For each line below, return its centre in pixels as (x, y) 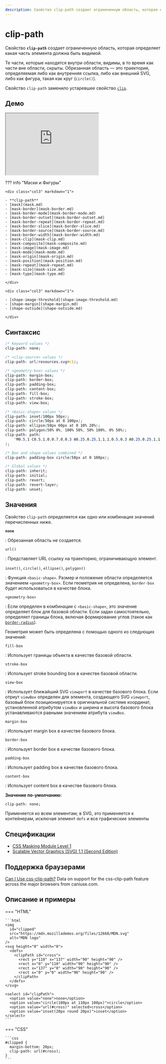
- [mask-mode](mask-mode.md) (35, 253)
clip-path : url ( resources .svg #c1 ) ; (42, 362)
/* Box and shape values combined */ (44, 453)
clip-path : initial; (26, 476)
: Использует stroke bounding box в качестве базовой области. (72, 673)
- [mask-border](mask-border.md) (40, 209)
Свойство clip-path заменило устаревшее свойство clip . (66, 88)
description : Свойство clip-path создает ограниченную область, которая (82, 10)
